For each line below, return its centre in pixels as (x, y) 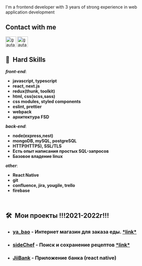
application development (30, 12)
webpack (22, 111)
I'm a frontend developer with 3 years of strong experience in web (71, 7)
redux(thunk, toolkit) (34, 91)
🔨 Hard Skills (26, 60)
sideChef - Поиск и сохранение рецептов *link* (71, 245)
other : (12, 165)
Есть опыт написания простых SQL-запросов (61, 151)
